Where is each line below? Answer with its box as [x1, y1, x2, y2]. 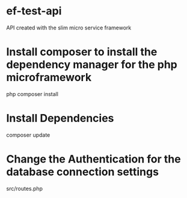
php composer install [6, 90, 59, 97]
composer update [6, 131, 51, 139]
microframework [6, 71, 92, 85]
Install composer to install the [6, 45, 158, 59]
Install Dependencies [6, 112, 114, 125]
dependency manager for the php [6, 58, 177, 71]
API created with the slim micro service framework [6, 24, 132, 31]
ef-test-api [6, 4, 62, 18]
